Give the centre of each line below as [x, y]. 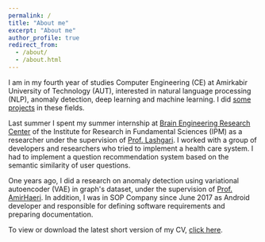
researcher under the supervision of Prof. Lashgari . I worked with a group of [132, 140]
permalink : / [30, 15]
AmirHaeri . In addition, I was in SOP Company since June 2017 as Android [129, 197]
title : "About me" [38, 23]
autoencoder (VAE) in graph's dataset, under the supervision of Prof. [120, 189]
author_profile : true [44, 38]
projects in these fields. [46, 107]
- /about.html [38, 60]
